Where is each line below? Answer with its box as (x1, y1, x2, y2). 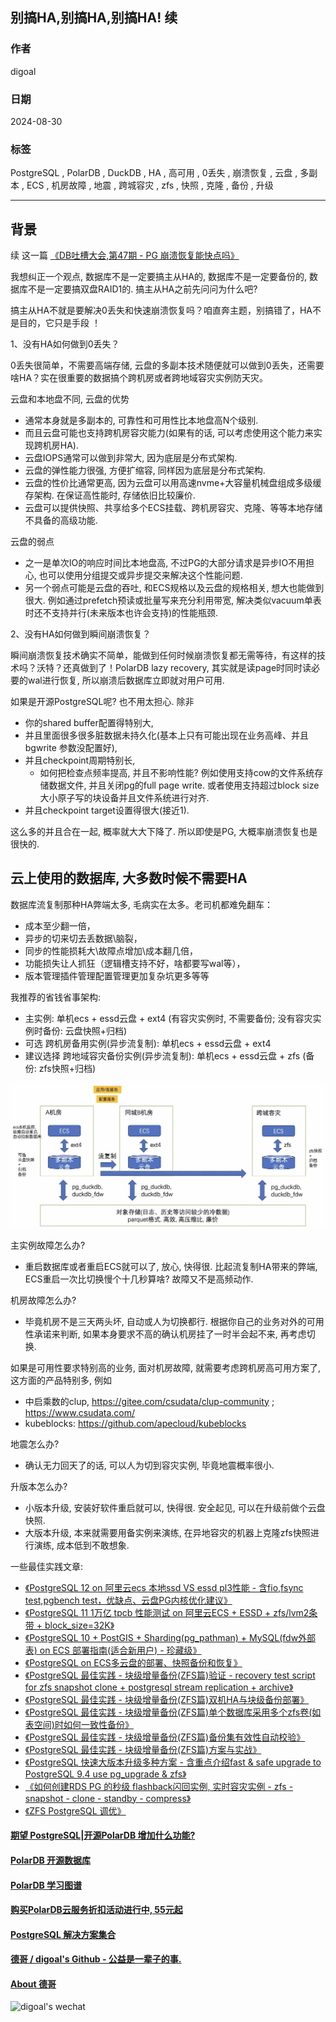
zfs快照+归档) (38, 1062, 97, 1074)
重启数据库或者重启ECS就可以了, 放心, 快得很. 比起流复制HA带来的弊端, (24, 1260, 318, 1272)
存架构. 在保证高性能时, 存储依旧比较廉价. (24, 489, 196, 502)
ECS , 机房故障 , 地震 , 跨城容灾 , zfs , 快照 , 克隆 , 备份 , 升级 (26, 179, 274, 192)
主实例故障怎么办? (10, 1239, 86, 1251)
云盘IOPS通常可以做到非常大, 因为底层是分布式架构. (24, 452, 238, 464)
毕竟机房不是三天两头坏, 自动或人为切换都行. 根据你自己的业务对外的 (24, 1315, 307, 1327)
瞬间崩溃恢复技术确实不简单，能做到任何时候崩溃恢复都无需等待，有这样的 (10, 649, 317, 662)
